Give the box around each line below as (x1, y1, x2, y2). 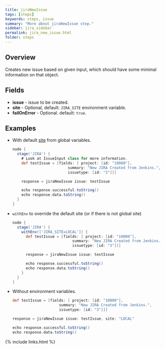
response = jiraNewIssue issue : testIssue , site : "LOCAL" (12, 316, 134, 321)
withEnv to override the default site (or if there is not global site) (12, 210, 142, 216)
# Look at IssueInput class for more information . (21, 156, 128, 161)
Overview (5, 53, 36, 62)
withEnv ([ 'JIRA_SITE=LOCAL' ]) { (21, 229, 88, 234)
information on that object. (5, 71, 59, 77)
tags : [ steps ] (5, 12, 35, 17)
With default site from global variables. (12, 137, 91, 143)
